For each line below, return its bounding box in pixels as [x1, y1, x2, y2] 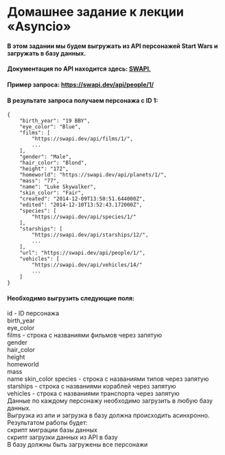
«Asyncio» [7, 19, 71, 34]
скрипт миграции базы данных [7, 426, 98, 434]
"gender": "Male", [19, 154, 72, 161]
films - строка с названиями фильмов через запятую [7, 331, 163, 340]
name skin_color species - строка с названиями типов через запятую [7, 375, 209, 383]
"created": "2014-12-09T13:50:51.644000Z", [19, 196, 146, 202]
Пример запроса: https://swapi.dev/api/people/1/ [7, 80, 154, 89]
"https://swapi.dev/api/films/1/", [32, 135, 134, 143]
